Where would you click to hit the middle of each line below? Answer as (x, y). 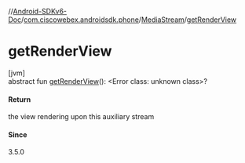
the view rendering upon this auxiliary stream (81, 117)
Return (20, 99)
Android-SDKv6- (40, 11)
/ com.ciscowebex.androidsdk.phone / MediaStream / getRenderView (129, 20)
